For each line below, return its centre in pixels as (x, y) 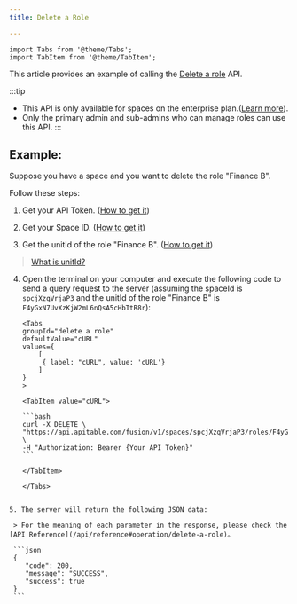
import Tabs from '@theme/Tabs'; (71, 50)
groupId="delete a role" (68, 332)
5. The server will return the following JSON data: (109, 510)
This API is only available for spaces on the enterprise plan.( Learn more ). (155, 108)
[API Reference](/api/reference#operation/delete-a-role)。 (122, 535)
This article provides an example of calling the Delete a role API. (126, 74)
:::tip (17, 90)
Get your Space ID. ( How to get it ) (84, 228)
